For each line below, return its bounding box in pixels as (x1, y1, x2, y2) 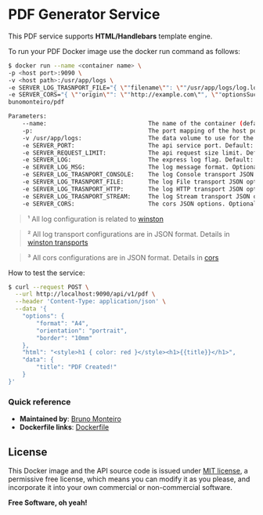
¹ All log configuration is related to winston (27, 214, 164, 223)
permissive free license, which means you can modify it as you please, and (8, 474, 250, 484)
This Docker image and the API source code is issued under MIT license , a (8, 466, 248, 475)
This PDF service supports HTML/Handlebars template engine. (8, 31, 213, 41)
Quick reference (8, 396, 71, 407)
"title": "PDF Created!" (36, 363, 117, 372)
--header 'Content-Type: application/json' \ (15, 298, 167, 306)
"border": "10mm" (36, 334, 92, 342)
